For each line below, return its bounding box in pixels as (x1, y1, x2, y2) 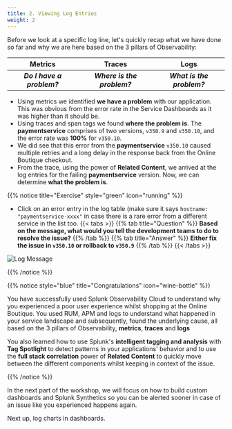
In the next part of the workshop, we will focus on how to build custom (7, 386, 208, 394)
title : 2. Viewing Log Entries (7, 10, 97, 17)
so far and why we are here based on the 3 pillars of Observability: (7, 43, 197, 51)
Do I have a (23, 70, 62, 80)
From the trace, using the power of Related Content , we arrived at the (17, 163, 217, 171)
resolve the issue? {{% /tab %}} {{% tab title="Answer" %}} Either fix (17, 234, 217, 242)
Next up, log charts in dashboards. (7, 414, 106, 422)
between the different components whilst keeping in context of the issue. (7, 359, 215, 368)
